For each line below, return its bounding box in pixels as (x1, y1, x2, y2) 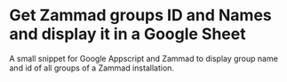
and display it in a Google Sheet (9, 24, 246, 44)
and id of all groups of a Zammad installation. (9, 63, 175, 73)
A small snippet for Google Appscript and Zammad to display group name (9, 53, 278, 63)
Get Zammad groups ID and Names (9, 5, 273, 26)
